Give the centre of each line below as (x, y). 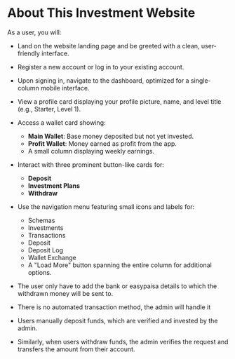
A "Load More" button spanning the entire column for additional (120, 265)
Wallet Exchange (52, 257)
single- (201, 80)
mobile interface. (65, 88)
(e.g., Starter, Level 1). (49, 109)
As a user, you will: (34, 32)
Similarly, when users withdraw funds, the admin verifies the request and (123, 341)
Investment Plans (54, 185)
